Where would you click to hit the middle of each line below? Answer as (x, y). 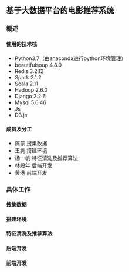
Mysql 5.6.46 (30, 102)
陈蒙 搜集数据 (31, 143)
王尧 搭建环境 (31, 150)
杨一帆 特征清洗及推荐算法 (46, 158)
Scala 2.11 (26, 84)
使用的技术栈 (21, 44)
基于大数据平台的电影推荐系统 (60, 11)
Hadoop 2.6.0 (31, 89)
